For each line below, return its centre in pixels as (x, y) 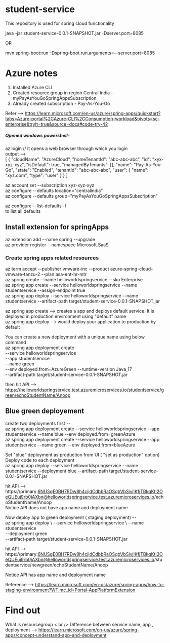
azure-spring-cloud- (132, 269)
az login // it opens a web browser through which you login (67, 148)
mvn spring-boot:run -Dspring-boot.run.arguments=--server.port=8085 (80, 53)
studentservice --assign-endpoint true (45, 290)
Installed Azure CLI (32, 87)
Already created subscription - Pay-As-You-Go (61, 103)
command (16, 342)
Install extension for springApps (57, 227)
